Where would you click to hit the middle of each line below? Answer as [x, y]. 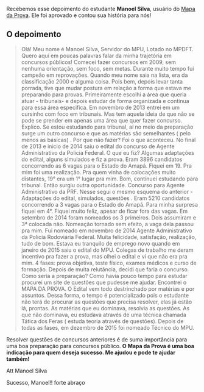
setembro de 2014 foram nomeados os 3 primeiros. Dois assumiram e [109, 217]
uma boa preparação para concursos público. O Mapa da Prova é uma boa [100, 346]
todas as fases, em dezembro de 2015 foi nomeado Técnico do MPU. [108, 327]
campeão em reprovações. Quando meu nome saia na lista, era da [104, 75]
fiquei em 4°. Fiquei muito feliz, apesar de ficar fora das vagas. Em [104, 211]
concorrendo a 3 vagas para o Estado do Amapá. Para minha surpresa [110, 204]
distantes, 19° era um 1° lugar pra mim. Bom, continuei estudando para [110, 179]
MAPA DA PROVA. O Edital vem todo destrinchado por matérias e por [108, 288]
